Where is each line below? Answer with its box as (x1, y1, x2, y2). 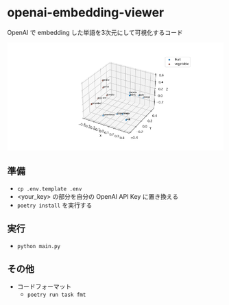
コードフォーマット (16, 282, 72, 291)
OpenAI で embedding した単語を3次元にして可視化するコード (7, 28, 183, 36)
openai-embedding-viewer (7, 5, 165, 21)
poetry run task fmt (27, 291, 86, 299)
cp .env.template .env (16, 185, 82, 193)
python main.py (16, 243, 61, 249)
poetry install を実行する (16, 201, 93, 209)
